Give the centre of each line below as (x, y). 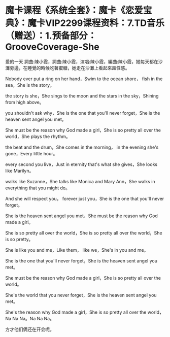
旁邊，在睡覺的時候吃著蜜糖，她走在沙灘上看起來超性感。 (70, 68)
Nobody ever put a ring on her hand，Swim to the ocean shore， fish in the (84, 79)
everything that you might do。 (38, 188)
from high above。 (25, 102)
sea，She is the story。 (30, 85)
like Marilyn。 (20, 171)
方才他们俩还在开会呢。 (30, 329)
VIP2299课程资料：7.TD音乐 (105, 23)
